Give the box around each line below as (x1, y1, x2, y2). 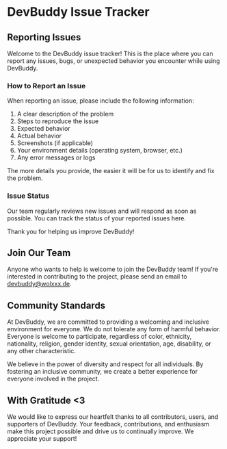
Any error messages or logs (16, 153, 96, 162)
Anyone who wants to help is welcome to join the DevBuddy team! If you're (7, 265, 219, 274)
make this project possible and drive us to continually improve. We (7, 427, 194, 435)
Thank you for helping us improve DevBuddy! (7, 227, 135, 235)
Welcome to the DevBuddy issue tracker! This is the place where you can (7, 49, 213, 57)
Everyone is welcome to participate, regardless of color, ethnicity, (7, 333, 192, 341)
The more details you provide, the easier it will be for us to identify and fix (7, 167, 215, 175)
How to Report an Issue (7, 81, 86, 90)
